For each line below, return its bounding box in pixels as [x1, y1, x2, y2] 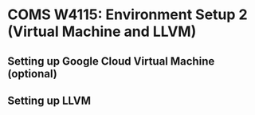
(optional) [7, 66, 57, 81]
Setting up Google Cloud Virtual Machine [7, 54, 215, 68]
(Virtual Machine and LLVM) [7, 22, 197, 41]
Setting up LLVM [7, 93, 92, 107]
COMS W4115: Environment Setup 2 [7, 6, 248, 24]
